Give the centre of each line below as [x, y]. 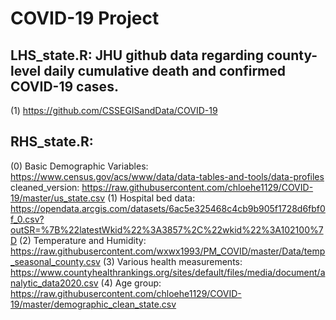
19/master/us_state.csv [58, 198]
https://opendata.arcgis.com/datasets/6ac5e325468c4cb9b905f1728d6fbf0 [168, 208]
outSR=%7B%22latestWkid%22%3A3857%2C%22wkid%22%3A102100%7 [167, 229]
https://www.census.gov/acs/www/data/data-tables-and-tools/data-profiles [167, 176]
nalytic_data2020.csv [54, 283]
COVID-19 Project [85, 18]
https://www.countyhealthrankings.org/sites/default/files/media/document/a [168, 272]
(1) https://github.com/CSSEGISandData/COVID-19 [114, 110]
